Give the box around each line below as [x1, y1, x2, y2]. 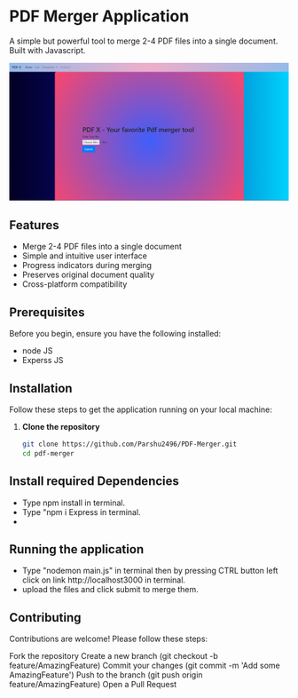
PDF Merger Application [9, 6, 190, 27]
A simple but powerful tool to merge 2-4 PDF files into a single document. [9, 36, 278, 46]
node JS [21, 345, 53, 356]
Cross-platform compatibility [21, 279, 128, 290]
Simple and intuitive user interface [21, 250, 148, 261]
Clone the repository [21, 421, 100, 432]
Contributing [9, 610, 82, 625]
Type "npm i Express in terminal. [21, 506, 141, 517]
